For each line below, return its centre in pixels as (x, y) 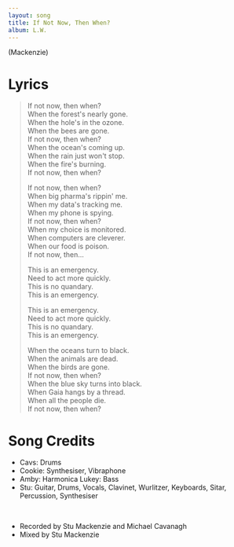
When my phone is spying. (70, 213)
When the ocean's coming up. (76, 148)
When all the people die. (67, 401)
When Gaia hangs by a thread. (76, 392)
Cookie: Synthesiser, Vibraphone (73, 471)
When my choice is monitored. (77, 229)
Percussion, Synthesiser (58, 496)
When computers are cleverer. (76, 238)
